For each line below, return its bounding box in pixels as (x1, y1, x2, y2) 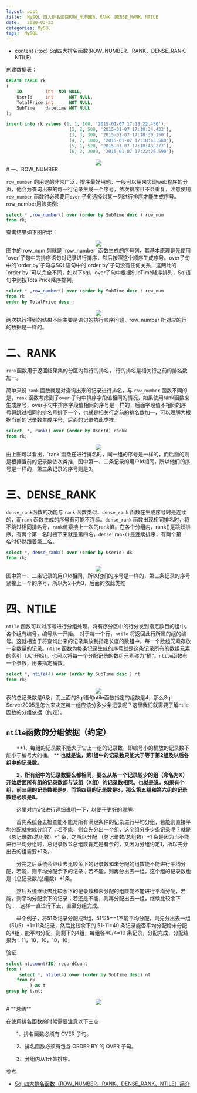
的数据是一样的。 (6, 324, 47, 331)
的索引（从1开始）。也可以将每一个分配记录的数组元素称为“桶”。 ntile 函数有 (6, 653, 188, 660)
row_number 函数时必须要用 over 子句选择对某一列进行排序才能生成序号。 (6, 193, 180, 200)
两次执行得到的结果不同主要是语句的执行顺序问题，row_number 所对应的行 (6, 316, 187, 323)
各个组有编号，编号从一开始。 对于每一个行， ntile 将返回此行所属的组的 (6, 630, 182, 637)
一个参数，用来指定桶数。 (6, 660, 68, 667)
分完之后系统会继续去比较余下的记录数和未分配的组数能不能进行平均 (16, 860, 181, 867)
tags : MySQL (6, 31, 38, 36)
